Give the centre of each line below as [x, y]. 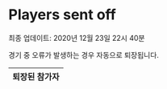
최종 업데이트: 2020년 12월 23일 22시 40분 [77, 38]
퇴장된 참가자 [36, 76]
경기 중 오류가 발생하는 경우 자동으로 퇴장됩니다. [84, 55]
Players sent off [63, 15]
